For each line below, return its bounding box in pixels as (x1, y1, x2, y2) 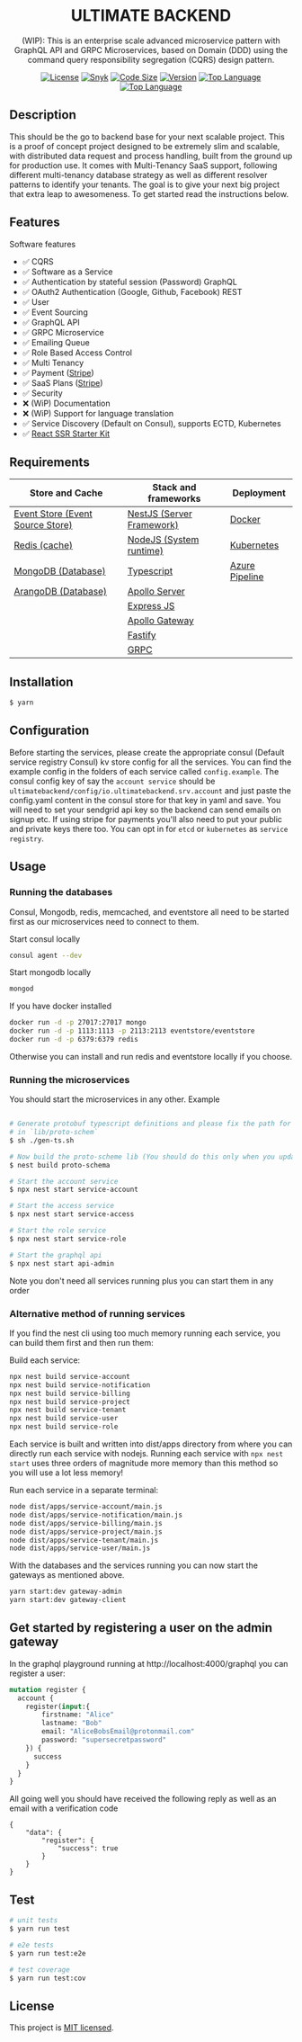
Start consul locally (9, 933, 81, 945)
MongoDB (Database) (13, 565, 106, 578)
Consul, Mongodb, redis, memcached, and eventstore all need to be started (9, 906, 289, 918)
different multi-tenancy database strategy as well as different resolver (9, 169, 268, 180)
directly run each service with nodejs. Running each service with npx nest (9, 1448, 284, 1459)
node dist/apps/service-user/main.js (9, 1544, 151, 1553)
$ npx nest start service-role (9, 1234, 127, 1243)
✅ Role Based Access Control (22, 347, 133, 358)
